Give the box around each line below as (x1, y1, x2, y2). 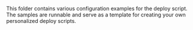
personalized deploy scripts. (6, 18, 77, 24)
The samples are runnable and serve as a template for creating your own (6, 11, 186, 18)
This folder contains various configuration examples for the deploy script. (6, 5, 188, 12)
